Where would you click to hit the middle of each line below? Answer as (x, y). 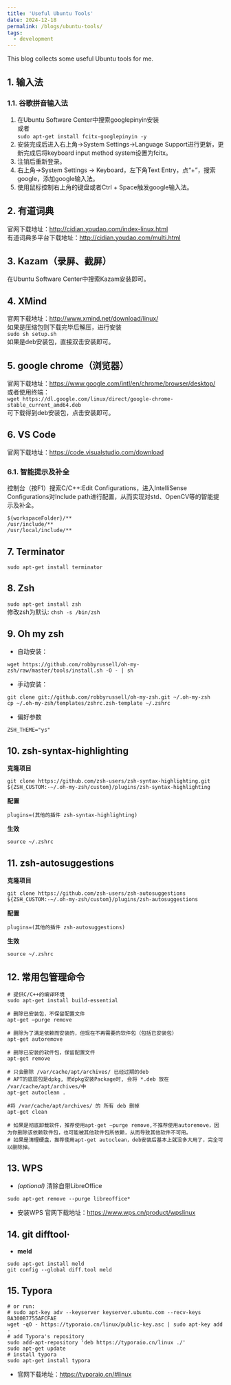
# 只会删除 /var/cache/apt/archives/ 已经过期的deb (78, 1072)
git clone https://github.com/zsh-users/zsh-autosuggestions (97, 894)
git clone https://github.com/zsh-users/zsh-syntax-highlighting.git (109, 781)
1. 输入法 (25, 82)
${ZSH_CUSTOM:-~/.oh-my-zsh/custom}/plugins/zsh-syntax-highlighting (109, 787)
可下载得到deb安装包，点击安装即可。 (61, 413)
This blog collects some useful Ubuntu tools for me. (80, 59)
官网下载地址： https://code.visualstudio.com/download (85, 452)
